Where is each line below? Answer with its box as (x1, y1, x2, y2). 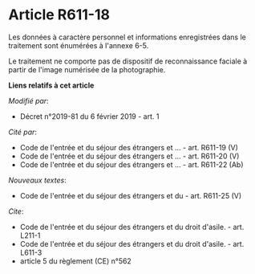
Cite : (8, 207, 24, 216)
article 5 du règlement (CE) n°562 (19, 256, 132, 266)
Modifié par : (8, 96, 50, 105)
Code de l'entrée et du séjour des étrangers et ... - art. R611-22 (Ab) (19, 159, 244, 170)
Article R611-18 (8, 6, 111, 24)
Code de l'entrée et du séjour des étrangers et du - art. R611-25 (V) (19, 190, 242, 200)
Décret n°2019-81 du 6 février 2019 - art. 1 (19, 111, 160, 121)
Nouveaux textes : (8, 175, 67, 185)
